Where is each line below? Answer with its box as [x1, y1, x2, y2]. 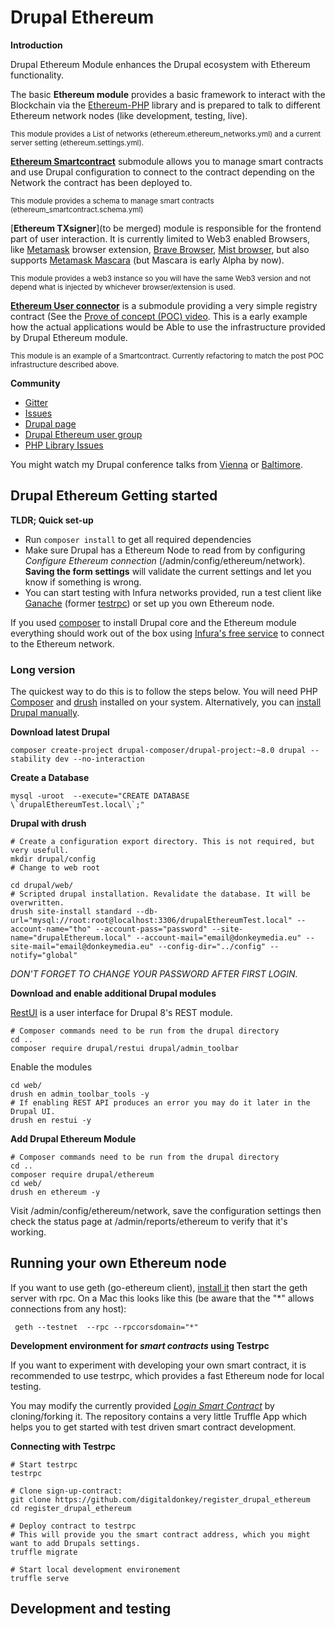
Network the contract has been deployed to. [10, 176, 193, 188]
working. [10, 1226, 47, 1238]
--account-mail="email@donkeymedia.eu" [135, 933, 302, 943]
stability [10, 754, 52, 765]
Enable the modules [10, 1061, 93, 1073]
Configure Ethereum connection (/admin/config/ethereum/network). [24, 554, 306, 566]
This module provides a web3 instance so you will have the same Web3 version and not [10, 273, 312, 283]
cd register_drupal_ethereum [10, 1503, 132, 1513]
